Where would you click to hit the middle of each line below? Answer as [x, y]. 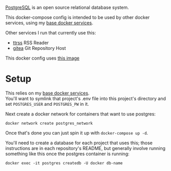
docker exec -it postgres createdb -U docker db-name [64, 163]
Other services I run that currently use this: [51, 33]
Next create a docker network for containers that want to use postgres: [80, 114]
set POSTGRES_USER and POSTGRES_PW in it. [47, 104]
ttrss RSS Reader [31, 43]
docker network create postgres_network [49, 123]
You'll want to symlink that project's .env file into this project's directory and [85, 98]
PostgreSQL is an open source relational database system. [67, 7]
